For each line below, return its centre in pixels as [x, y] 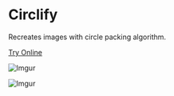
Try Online [25, 52]
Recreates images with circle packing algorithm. [87, 37]
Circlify [33, 15]
